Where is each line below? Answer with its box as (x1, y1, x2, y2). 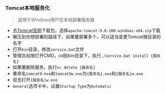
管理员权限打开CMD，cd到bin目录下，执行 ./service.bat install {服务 (12, 53, 161, 59)
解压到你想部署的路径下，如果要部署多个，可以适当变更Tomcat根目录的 (12, 34, 161, 40)
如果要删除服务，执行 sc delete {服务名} (12, 64, 96, 70)
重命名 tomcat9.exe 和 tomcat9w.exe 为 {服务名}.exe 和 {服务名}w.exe (12, 70, 143, 76)
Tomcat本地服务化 (5, 4, 50, 11)
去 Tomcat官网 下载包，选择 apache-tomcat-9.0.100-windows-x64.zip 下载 (12, 28, 160, 34)
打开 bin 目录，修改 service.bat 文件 (12, 46, 85, 52)
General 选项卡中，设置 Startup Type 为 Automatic (12, 83, 112, 89)
